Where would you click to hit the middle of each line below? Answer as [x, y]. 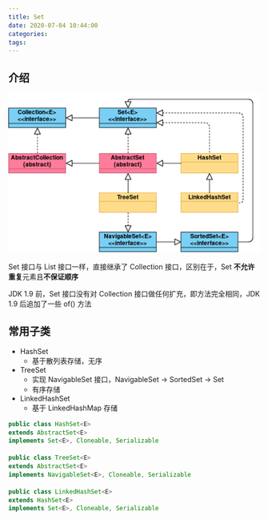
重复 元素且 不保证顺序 [43, 276]
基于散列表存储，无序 [67, 361]
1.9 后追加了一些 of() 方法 [50, 304]
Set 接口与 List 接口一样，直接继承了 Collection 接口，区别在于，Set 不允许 [132, 266]
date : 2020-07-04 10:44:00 [53, 25]
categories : [28, 34]
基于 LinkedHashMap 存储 [75, 408]
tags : [17, 42]
